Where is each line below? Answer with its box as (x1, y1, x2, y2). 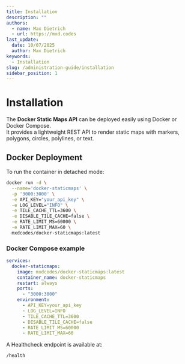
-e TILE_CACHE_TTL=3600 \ (11, 207, 77, 213)
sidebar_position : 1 (6, 70, 58, 76)
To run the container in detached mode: (6, 169, 105, 175)
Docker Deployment (6, 152, 83, 163)
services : (6, 258, 31, 264)
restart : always (17, 280, 58, 286)
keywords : (6, 53, 31, 59)
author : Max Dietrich (11, 48, 66, 54)
